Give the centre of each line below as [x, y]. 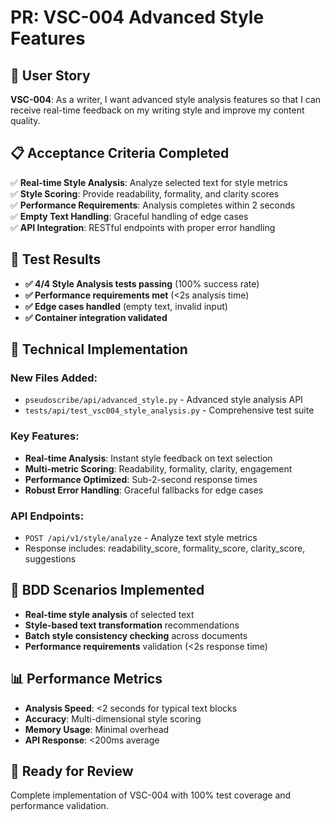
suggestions [50, 558]
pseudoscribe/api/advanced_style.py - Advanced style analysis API [163, 400]
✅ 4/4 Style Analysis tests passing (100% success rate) [142, 283]
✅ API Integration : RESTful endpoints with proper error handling [143, 227]
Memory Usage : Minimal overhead [97, 729]
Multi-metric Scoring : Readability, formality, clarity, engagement [158, 468]
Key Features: [45, 436]
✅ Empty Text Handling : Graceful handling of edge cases [129, 216]
